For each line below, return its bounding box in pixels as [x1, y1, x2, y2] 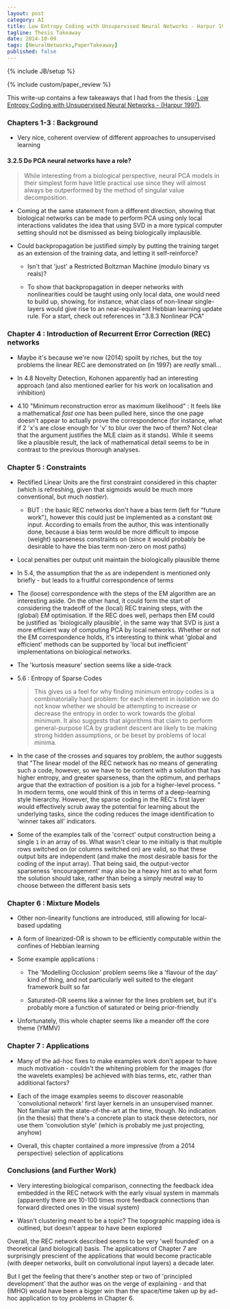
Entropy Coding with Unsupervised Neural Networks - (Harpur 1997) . [7, 101, 202, 109]
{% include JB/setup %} [7, 66, 75, 75]
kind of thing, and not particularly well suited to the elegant [27, 975, 194, 984]
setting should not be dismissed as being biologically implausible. [16, 229, 202, 237]
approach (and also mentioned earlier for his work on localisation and [16, 381, 214, 389]
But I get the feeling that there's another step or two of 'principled [7, 1272, 192, 1280]
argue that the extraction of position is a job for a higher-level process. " [16, 780, 221, 788]
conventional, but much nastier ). [16, 493, 110, 501]
